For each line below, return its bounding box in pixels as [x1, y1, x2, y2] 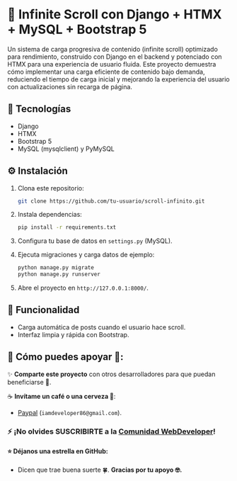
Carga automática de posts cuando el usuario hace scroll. [17, 322, 186, 332]
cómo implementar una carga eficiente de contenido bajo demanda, [7, 67, 205, 76]
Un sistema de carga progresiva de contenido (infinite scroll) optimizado [7, 45, 218, 53]
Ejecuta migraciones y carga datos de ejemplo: [17, 251, 155, 259]
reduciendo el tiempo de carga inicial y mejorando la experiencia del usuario [7, 74, 230, 84]
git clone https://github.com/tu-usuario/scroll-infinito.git [17, 198, 205, 205]
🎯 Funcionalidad [7, 304, 80, 316]
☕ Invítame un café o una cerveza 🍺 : [7, 392, 116, 400]
